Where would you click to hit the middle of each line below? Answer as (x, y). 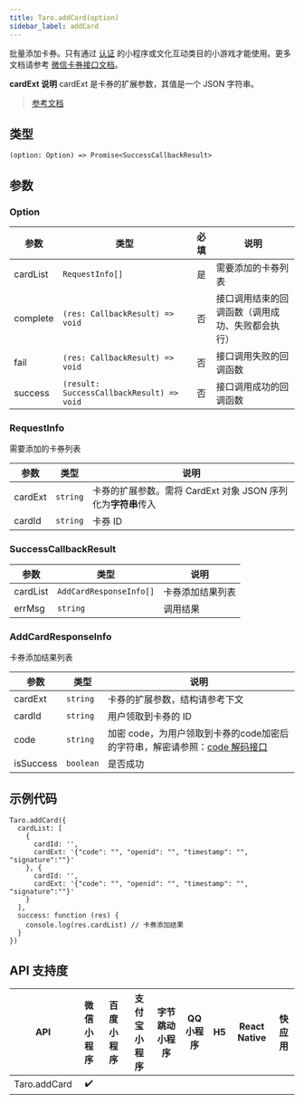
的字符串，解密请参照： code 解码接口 (188, 747)
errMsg (29, 608)
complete (34, 318)
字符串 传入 (133, 505)
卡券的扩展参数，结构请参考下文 (176, 700)
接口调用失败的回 (252, 356)
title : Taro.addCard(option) (64, 18)
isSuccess (36, 763)
